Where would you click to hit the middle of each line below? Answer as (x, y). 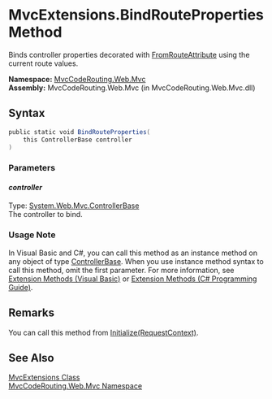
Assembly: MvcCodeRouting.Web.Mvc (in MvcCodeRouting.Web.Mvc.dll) (132, 88)
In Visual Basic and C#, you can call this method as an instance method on (133, 253)
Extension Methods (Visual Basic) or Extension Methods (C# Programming (133, 279)
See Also (31, 358)
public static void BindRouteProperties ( (80, 132)
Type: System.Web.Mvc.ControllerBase (74, 206)
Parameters (32, 168)
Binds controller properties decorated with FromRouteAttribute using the (129, 54)
